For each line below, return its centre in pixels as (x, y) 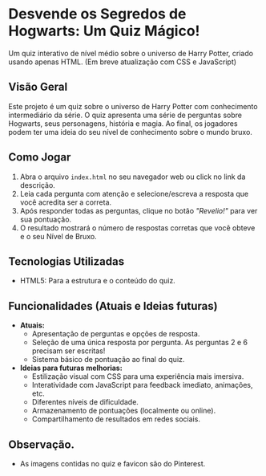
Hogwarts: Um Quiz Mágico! (104, 31)
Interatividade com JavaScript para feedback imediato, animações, (143, 385)
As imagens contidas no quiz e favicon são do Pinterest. (113, 464)
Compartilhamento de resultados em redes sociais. (116, 419)
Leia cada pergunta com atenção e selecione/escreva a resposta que (134, 193)
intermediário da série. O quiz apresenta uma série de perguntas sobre (125, 115)
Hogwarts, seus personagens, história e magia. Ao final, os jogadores (123, 123)
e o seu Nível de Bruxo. (58, 236)
